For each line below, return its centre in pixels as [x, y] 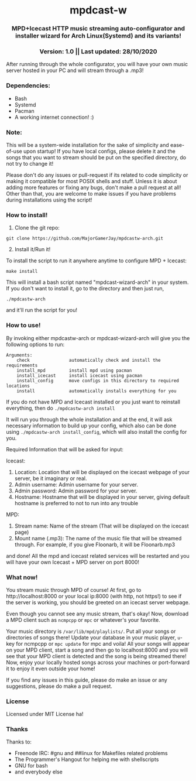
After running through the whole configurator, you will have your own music [97, 64]
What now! [22, 577]
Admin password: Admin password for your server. [76, 491]
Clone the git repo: [37, 228]
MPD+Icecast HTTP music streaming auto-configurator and [98, 29]
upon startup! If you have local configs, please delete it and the [99, 151]
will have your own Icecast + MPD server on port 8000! [73, 562]
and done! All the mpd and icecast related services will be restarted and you [98, 556]
